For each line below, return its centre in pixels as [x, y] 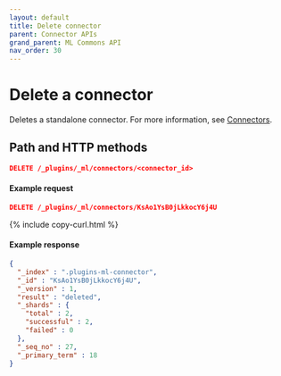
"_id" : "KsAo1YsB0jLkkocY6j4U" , [79, 280]
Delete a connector [81, 95]
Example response [45, 245]
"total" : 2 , [50, 313]
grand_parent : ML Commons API [66, 42]
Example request [41, 188]
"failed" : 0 [50, 330]
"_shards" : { [43, 305]
